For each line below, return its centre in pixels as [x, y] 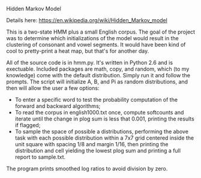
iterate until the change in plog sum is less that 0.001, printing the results [105, 119]
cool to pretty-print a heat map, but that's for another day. [78, 51]
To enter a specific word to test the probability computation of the [96, 99]
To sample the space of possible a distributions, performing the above [102, 132]
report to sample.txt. [40, 157]
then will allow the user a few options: [53, 88]
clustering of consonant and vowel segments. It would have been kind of [96, 45]
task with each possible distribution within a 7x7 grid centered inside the [104, 138]
